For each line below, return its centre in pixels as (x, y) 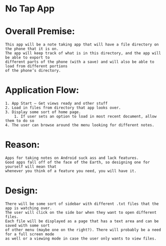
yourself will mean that (31, 167)
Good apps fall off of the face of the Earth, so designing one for (78, 162)
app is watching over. (29, 208)
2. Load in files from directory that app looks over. (63, 108)
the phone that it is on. (32, 49)
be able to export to (28, 58)
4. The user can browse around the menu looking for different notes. (80, 125)
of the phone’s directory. (33, 71)
